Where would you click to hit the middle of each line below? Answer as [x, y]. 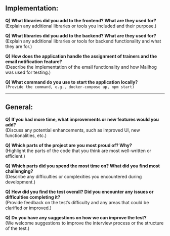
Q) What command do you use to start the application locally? [72, 82]
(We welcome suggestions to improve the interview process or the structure [84, 223]
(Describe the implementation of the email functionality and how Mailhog [81, 67]
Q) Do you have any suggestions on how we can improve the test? [76, 217]
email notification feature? [34, 61]
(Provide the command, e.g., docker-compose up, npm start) [70, 87]
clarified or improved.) [28, 208]
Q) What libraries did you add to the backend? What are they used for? [81, 35]
